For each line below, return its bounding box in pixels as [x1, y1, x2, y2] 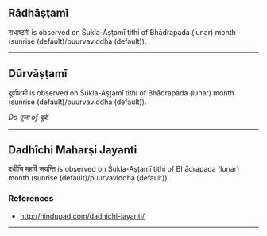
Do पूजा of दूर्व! [8, 112, 49, 122]
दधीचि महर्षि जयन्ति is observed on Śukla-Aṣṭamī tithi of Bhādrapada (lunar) [8, 164, 240, 174]
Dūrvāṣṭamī [8, 67, 68, 80]
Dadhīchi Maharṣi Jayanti [8, 143, 137, 157]
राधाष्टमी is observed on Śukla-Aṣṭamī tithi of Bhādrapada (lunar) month [8, 27, 237, 37]
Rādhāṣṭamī [8, 6, 69, 20]
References [8, 193, 54, 204]
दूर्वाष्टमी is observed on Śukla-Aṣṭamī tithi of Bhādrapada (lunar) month [8, 87, 234, 98]
